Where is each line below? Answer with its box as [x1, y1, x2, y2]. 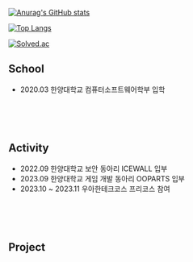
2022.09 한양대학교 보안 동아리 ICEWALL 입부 [19, 164, 168, 173]
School [8, 62, 44, 76]
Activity [8, 141, 50, 155]
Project [8, 240, 46, 254]
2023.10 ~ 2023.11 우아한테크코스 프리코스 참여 [19, 184, 171, 193]
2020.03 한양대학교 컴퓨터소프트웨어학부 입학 [19, 85, 166, 94]
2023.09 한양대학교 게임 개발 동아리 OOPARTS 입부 [19, 173, 186, 183]
